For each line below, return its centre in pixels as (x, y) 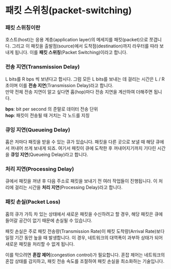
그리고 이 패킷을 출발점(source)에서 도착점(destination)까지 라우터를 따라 (85, 46)
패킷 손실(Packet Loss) (33, 202)
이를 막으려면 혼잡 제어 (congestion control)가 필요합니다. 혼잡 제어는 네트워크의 (85, 255)
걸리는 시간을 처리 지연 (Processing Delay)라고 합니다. (68, 187)
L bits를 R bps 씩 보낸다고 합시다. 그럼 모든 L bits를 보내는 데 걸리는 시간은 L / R (85, 79)
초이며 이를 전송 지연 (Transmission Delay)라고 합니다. (59, 85)
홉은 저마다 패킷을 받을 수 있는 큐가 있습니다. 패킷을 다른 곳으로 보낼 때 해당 (80, 142)
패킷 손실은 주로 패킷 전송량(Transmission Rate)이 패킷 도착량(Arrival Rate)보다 (85, 231)
